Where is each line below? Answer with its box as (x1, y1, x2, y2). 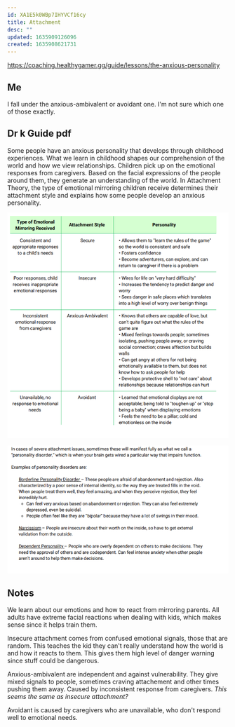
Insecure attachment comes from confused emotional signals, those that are (7, 634, 228, 643)
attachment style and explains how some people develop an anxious (7, 191, 206, 199)
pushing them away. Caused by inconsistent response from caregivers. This (7, 685, 227, 693)
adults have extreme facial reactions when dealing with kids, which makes (7, 613, 222, 622)
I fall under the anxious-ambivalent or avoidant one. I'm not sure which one (7, 100, 224, 108)
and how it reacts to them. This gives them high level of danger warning (7, 649, 215, 658)
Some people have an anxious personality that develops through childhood (7, 146, 224, 154)
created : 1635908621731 (7, 41, 77, 48)
